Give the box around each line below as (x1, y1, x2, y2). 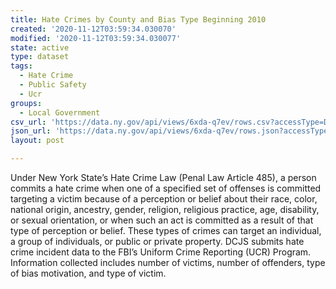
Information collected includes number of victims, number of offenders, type (10, 257, 326, 268)
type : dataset (10, 52, 70, 62)
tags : (10, 61, 33, 71)
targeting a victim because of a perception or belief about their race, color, (10, 193, 318, 205)
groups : (10, 98, 43, 108)
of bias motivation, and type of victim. (10, 267, 167, 279)
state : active (10, 42, 70, 53)
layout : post (10, 136, 65, 146)
